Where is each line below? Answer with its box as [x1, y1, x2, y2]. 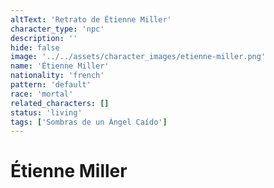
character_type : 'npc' [10, 24, 105, 34]
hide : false [10, 42, 60, 53]
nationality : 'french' [10, 71, 105, 81]
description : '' [10, 33, 78, 43]
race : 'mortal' [10, 89, 74, 99]
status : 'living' [10, 107, 83, 118]
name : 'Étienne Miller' [10, 61, 110, 71]
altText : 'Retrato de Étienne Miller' [10, 14, 172, 25]
